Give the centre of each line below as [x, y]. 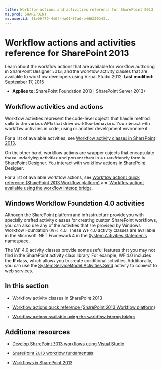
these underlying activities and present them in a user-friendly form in [75, 158]
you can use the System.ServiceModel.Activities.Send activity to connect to [81, 265]
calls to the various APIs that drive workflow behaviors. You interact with [78, 123]
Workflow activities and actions [54, 107]
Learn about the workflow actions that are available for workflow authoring [80, 67]
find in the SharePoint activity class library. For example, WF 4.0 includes [78, 255]
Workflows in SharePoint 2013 [42, 362]
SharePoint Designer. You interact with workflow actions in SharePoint [75, 163]
